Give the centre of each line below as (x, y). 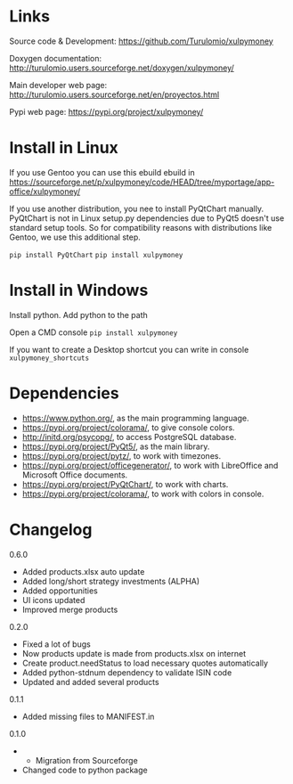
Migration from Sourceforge (86, 760)
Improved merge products (70, 609)
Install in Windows (79, 290)
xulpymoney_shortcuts (49, 358)
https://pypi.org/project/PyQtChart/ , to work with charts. (125, 484)
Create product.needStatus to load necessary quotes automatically (145, 663)
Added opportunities (60, 591)
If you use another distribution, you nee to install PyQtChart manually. (137, 208)
